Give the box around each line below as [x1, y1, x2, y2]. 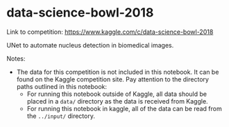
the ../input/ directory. [26, 112, 95, 120]
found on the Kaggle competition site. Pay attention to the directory [16, 75, 210, 84]
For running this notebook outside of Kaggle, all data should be [26, 90, 207, 98]
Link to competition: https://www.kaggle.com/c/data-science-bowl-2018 [6, 28, 214, 36]
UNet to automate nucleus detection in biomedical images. [6, 41, 174, 49]
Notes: [6, 54, 26, 63]
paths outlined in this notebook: [16, 82, 108, 90]
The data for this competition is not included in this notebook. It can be [16, 68, 219, 76]
